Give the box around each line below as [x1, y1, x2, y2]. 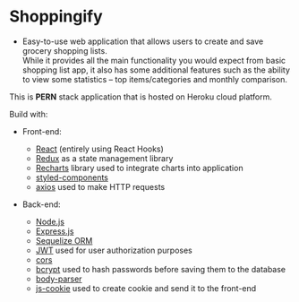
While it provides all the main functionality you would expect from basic [21, 55, 286, 65]
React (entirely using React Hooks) [35, 143, 164, 154]
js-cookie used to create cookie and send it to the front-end [35, 282, 257, 293]
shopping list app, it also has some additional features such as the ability [21, 65, 291, 75]
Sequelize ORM [35, 235, 93, 246]
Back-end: [21, 199, 61, 210]
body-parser [35, 273, 82, 284]
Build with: [9, 108, 48, 119]
